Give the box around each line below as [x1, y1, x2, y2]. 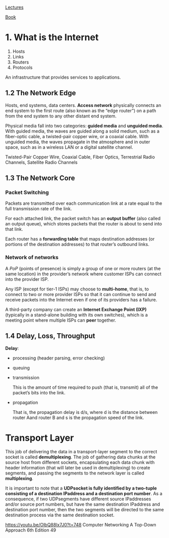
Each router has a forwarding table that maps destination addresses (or [5, 236, 155, 242]
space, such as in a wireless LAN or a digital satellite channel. [5, 144, 133, 150]
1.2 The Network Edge [5, 89, 76, 97]
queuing [12, 365, 30, 371]
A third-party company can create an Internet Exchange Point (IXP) [5, 306, 147, 312]
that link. [5, 226, 24, 232]
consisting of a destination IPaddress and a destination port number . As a [5, 491, 162, 497]
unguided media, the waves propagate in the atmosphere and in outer [5, 139, 150, 145]
